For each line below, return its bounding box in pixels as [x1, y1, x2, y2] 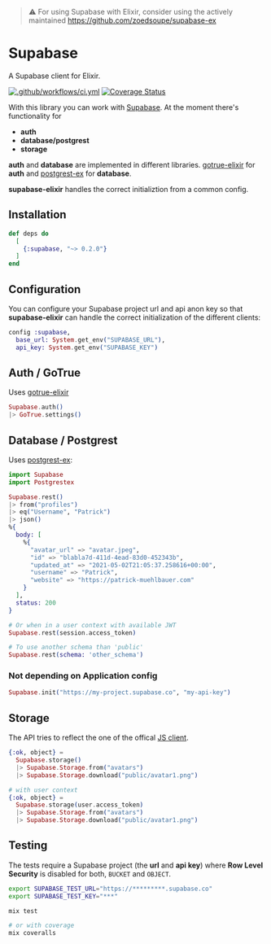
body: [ [15, 531, 42, 540]
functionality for [8, 111, 63, 120]
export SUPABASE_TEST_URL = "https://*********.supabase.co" [8, 885, 213, 893]
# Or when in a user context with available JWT [8, 621, 177, 629]
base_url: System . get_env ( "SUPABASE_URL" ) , [15, 335, 165, 344]
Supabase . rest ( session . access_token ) [8, 628, 137, 637]
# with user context [8, 785, 79, 794]
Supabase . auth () [8, 403, 63, 412]
